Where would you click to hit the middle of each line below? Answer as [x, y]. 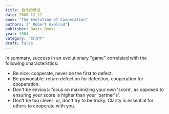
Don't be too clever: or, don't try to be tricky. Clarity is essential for [83, 100]
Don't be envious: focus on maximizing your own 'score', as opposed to [88, 89]
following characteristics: [32, 63]
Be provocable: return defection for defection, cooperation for [78, 78]
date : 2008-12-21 [24, 15]
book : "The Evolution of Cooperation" [47, 19]
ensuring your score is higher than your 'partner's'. [66, 95]
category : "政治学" [25, 39]
